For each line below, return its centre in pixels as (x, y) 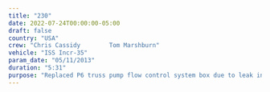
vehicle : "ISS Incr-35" (48, 53)
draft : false (30, 30)
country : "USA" (34, 38)
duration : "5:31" (37, 68)
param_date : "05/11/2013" (51, 61)
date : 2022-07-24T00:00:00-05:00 (64, 23)
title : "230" (30, 16)
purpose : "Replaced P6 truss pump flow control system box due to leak (131, 75)
